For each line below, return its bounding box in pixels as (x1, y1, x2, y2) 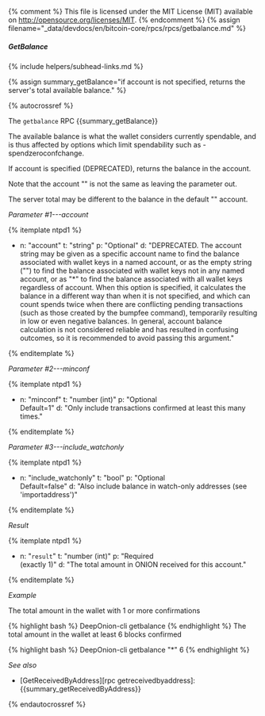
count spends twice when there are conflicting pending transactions (19, 299, 244, 308)
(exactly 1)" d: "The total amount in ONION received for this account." (19, 559, 247, 569)
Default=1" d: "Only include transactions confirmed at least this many (19, 403, 246, 412)
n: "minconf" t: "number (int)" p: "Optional (19, 394, 157, 404)
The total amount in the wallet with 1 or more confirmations (8, 606, 201, 615)
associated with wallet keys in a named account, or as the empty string (19, 257, 252, 266)
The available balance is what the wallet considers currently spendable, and (8, 131, 256, 141)
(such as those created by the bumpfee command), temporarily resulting (19, 308, 258, 317)
